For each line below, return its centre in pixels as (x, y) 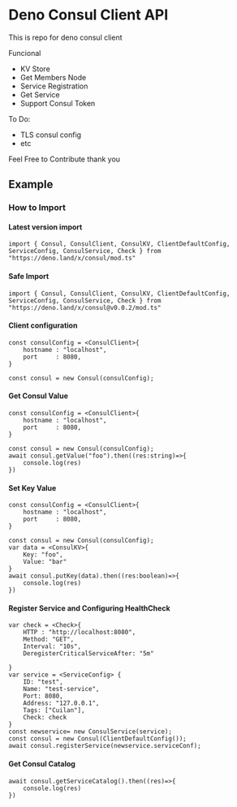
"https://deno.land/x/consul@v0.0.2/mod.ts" (85, 307)
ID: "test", (43, 682)
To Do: (19, 118)
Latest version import (45, 227)
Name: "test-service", (61, 689)
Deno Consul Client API (88, 15)
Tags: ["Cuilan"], (54, 710)
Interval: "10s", (52, 646)
